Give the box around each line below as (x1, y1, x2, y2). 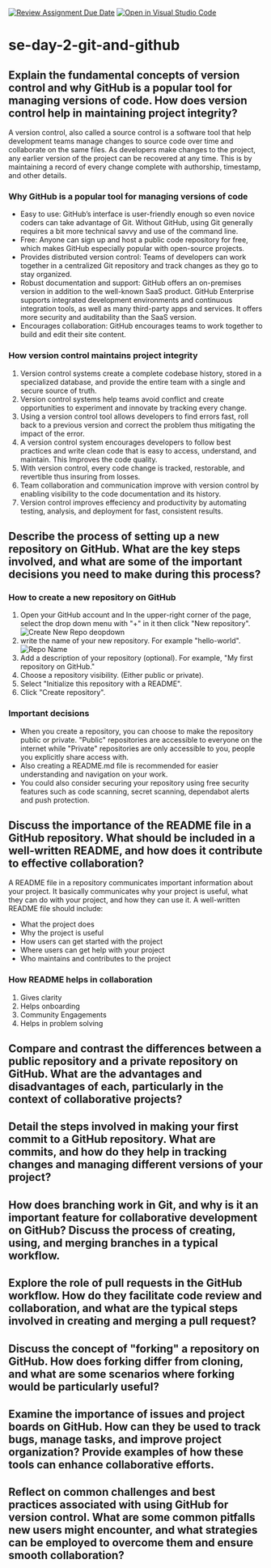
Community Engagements (19, 1009, 107, 1020)
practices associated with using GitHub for (8, 1498, 229, 1512)
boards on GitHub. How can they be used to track (8, 1420, 261, 1434)
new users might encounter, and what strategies (8, 1523, 258, 1537)
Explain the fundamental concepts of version (8, 68, 240, 82)
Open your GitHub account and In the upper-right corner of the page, (19, 610, 252, 620)
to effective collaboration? (8, 856, 144, 870)
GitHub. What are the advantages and (8, 1067, 202, 1081)
